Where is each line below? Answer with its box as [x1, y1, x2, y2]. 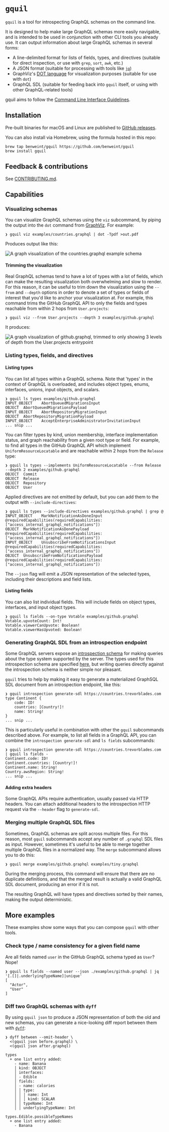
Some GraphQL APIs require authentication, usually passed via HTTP [5, 796, 149, 802]
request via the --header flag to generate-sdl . [5, 806, 100, 812]
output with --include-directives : [5, 499, 77, 505]
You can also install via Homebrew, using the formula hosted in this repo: [5, 134, 156, 140]
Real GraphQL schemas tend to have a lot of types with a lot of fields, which [5, 273, 163, 279]
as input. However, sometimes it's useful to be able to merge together [5, 841, 150, 847]
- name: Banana [14, 1061, 46, 1066]
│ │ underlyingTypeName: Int [14, 1105, 76, 1110]
